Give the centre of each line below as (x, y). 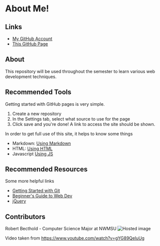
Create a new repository (37, 114)
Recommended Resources (46, 169)
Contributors (25, 217)
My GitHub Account (32, 39)
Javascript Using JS (32, 154)
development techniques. (31, 77)
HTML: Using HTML (32, 148)
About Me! (27, 9)
